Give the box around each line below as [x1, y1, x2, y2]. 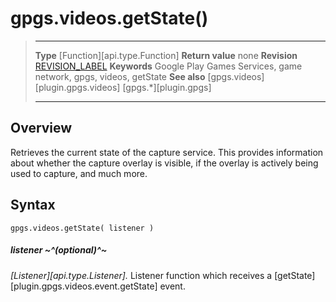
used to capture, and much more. [10, 167, 148, 179]
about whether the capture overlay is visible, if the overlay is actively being [10, 157, 319, 169]
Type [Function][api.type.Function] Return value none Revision [34, 49, 298, 61]
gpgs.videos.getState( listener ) [10, 223, 155, 233]
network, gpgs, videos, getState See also [34, 70, 206, 82]
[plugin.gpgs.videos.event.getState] [10, 280, 158, 292]
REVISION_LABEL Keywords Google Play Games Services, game [34, 60, 303, 72]
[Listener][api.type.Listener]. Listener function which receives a [10, 269, 273, 281]
